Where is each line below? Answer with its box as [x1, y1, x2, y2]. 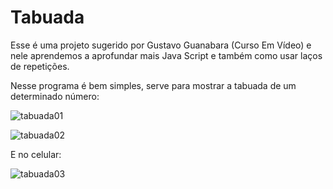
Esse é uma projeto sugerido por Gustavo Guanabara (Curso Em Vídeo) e [10, 39, 312, 51]
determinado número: [10, 90, 100, 102]
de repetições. [10, 60, 70, 72]
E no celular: [10, 148, 62, 160]
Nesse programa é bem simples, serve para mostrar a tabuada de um [10, 79, 297, 91]
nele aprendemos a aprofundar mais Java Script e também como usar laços [10, 49, 323, 61]
